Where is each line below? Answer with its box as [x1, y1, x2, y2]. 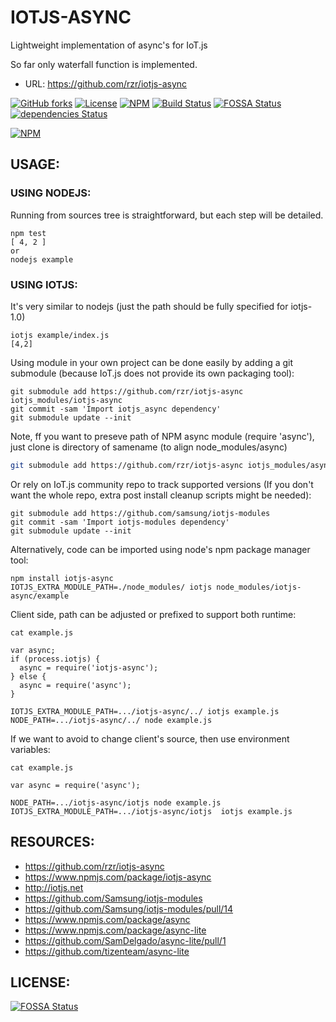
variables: [10, 743, 51, 755]
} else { [10, 671, 47, 681]
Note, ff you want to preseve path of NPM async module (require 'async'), [10, 430, 315, 442]
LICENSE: [10, 974, 71, 991]
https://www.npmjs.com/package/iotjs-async [24, 871, 212, 883]
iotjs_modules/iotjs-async [10, 395, 123, 405]
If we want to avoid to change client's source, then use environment [10, 732, 290, 745]
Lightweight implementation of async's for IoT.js [10, 39, 208, 51]
